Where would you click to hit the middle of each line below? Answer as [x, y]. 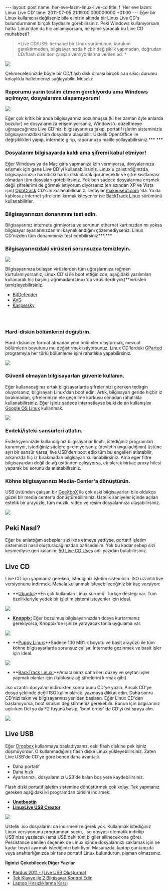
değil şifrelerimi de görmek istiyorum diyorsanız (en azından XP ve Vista [79, 185]
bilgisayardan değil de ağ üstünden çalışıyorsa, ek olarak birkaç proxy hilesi [83, 463]
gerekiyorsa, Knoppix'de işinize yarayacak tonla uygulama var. [77, 623]
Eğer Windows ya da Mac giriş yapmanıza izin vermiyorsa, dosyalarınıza [80, 164]
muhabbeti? [18, 34]
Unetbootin [24, 802]
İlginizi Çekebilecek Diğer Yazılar [40, 862]
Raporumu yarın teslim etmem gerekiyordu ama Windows [77, 91]
